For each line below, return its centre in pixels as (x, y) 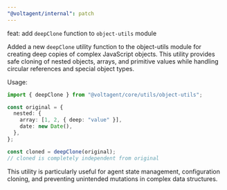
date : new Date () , (46, 126)
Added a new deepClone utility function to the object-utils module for (105, 46)
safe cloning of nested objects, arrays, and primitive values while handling (113, 61)
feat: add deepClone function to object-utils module (82, 33)
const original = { (35, 107)
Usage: (17, 82)
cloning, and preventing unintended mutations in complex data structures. (112, 179)
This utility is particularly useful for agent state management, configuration (113, 171)
